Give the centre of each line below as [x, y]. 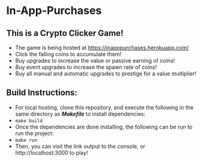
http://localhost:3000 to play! [52, 152]
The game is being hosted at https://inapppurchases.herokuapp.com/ [102, 48]
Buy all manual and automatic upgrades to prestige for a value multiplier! [106, 73]
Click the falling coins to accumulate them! [68, 54]
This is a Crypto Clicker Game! [65, 33]
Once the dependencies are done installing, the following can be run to [104, 127]
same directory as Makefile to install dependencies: [80, 114]
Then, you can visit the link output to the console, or [80, 146]
